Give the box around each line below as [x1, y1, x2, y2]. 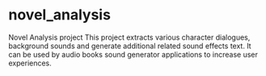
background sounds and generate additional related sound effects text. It [8, 40, 252, 50]
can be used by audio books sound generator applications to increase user [8, 49, 259, 59]
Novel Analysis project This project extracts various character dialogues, [8, 32, 251, 42]
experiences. [8, 58, 53, 68]
